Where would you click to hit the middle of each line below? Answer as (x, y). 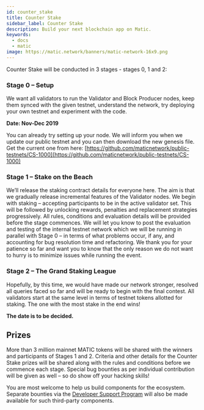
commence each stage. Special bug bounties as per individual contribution (100, 369)
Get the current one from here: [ (47, 148)
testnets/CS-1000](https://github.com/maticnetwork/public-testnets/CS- (98, 155)
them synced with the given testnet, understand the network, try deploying (100, 105)
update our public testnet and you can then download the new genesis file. (100, 142)
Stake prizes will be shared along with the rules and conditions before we (98, 363)
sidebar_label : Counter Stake (45, 23)
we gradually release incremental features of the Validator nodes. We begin (101, 197)
